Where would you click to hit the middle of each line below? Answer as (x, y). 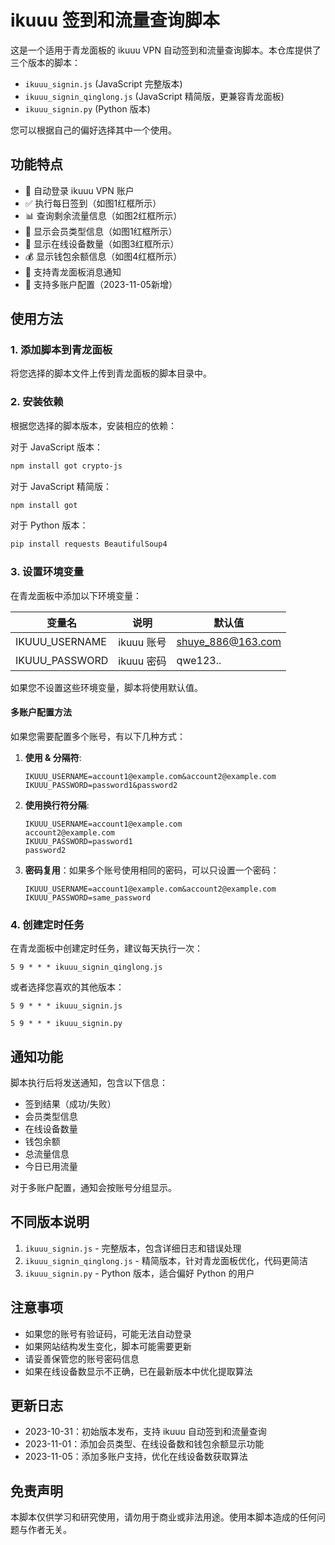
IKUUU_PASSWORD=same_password (88, 897)
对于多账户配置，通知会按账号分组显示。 (93, 1187)
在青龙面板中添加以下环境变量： (76, 595)
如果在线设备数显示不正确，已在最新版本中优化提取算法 (138, 1371)
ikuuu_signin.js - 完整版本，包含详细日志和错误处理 (133, 1248)
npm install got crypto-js (66, 466)
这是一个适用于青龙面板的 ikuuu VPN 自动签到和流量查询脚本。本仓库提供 (161, 50)
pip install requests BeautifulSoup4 (89, 544)
